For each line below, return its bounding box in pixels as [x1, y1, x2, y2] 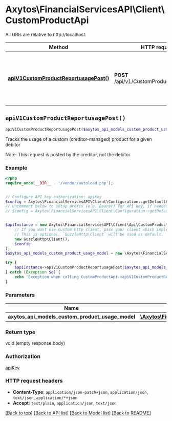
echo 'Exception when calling [14, 274, 79, 280]
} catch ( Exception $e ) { [5, 270, 60, 275]
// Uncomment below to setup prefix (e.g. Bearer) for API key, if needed [5, 204, 168, 209]
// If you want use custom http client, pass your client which [14, 227, 155, 233]
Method [48, 44, 69, 51]
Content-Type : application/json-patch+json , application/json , [12, 389, 148, 395]
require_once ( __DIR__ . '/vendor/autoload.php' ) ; [5, 180, 114, 185]
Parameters [5, 291, 35, 298]
